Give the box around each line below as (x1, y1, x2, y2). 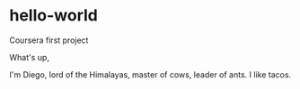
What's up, (9, 52, 49, 62)
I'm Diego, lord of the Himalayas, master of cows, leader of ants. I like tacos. (9, 69, 292, 80)
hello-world (9, 5, 99, 26)
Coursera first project (9, 35, 89, 45)
